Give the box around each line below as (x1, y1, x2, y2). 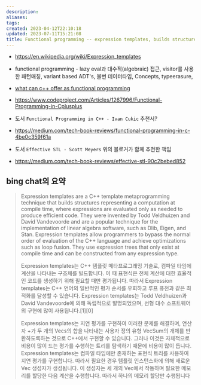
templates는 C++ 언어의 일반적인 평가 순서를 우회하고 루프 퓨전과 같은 (20, 285, 185, 292)
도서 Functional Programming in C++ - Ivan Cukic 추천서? (14, 115, 157, 122)
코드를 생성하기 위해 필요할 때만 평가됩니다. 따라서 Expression (27, 277, 173, 284)
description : (6, 8, 39, 15)
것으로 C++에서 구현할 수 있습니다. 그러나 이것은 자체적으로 (51, 334, 190, 341)
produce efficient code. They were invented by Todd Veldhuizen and (20, 212, 190, 219)
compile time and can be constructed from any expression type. (20, 249, 179, 257)
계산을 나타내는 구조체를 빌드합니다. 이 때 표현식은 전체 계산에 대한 (20, 270, 176, 277)
